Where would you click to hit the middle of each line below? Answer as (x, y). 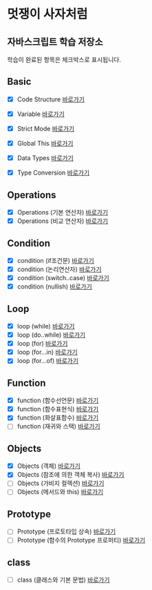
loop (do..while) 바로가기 (51, 335)
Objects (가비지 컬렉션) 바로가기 (61, 483)
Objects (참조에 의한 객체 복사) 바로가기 (70, 475)
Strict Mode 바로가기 (45, 128)
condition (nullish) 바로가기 (55, 286)
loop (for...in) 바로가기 (47, 352)
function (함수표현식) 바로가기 (58, 409)
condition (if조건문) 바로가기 (55, 260)
